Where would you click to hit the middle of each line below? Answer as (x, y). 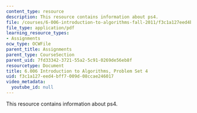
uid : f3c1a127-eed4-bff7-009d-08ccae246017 (60, 76)
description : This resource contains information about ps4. (82, 17)
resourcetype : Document (35, 66)
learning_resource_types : (38, 33)
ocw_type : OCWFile (28, 44)
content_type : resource (35, 11)
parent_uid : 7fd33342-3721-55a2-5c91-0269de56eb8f (69, 60)
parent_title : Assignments (39, 50)
